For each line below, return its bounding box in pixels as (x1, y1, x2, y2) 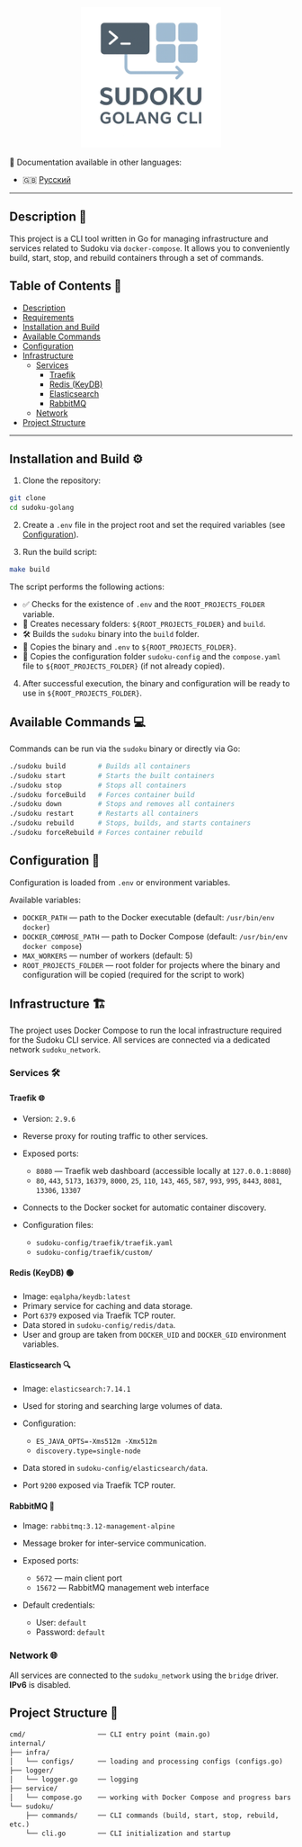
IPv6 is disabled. (9, 1679, 72, 1690)
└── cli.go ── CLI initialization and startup (25, 1829, 231, 1838)
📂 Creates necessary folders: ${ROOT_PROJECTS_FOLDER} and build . (22, 619, 266, 630)
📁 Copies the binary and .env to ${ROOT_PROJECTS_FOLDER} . (22, 641, 237, 652)
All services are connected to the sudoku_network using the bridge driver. (9, 1670, 279, 1681)
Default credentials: (22, 1600, 96, 1610)
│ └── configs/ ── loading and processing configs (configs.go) (9, 1757, 283, 1766)
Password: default (35, 1627, 106, 1637)
